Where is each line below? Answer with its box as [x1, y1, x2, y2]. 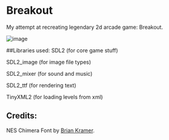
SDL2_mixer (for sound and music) [6, 70, 92, 77]
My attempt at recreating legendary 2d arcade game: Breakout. [6, 23, 164, 31]
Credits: [6, 111, 37, 121]
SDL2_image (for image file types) [6, 58, 92, 65]
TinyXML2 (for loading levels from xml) [6, 93, 103, 100]
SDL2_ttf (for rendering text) [6, 82, 77, 89]
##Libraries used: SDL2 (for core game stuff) [6, 46, 118, 54]
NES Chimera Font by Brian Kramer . [6, 127, 95, 134]
